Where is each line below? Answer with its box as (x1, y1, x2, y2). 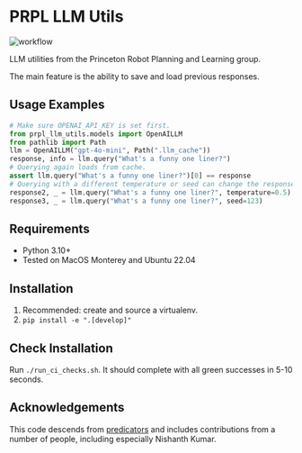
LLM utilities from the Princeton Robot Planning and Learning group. (9, 53, 262, 64)
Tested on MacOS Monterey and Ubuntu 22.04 (22, 255, 196, 266)
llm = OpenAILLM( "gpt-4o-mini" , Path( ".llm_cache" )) (9, 146, 211, 155)
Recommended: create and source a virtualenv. (22, 304, 199, 316)
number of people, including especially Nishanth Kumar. (9, 433, 218, 444)
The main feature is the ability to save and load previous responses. (9, 70, 261, 82)
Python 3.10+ (22, 245, 72, 256)
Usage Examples (9, 97, 105, 113)
